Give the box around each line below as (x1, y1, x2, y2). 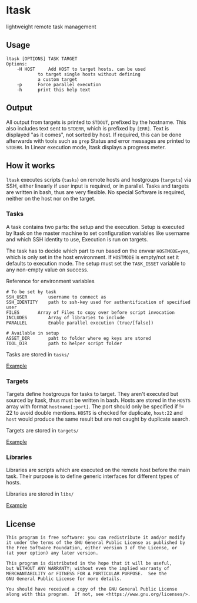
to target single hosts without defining (37, 71, 141, 77)
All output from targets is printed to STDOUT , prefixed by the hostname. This (6, 119, 186, 126)
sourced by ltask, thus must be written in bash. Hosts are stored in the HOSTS (6, 396, 191, 404)
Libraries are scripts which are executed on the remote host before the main (6, 467, 191, 474)
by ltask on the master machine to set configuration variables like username (6, 230, 190, 237)
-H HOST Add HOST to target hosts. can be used (16, 66, 146, 72)
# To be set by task (6, 289, 57, 295)
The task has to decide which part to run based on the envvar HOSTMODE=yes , (6, 247, 190, 254)
